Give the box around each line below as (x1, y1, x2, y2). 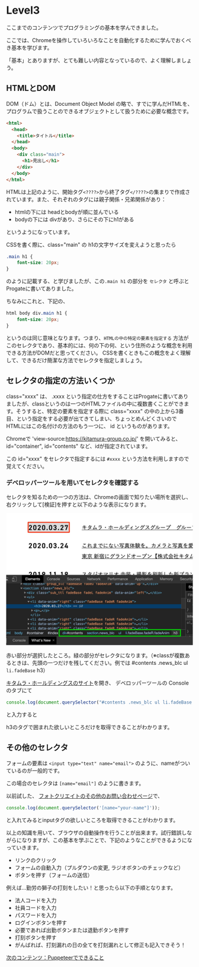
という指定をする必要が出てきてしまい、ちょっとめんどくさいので (16, 415, 177, 422)
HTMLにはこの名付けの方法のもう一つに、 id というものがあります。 (6, 422, 173, 429)
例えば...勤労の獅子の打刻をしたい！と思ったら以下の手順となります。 (6, 884, 176, 891)
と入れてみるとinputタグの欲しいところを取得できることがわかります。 (6, 816, 179, 824)
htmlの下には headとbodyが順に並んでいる (14, 208, 120, 215)
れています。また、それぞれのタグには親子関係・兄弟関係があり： (6, 196, 167, 203)
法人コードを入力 (14, 896, 57, 904)
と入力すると (6, 711, 37, 718)
